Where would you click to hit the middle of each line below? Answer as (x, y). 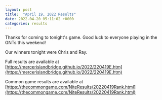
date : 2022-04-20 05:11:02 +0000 (40, 19)
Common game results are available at (44, 82)
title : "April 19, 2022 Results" (41, 14)
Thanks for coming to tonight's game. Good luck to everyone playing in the (81, 37)
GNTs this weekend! (25, 43)
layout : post (19, 10)
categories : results (26, 23)
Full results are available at (32, 62)
